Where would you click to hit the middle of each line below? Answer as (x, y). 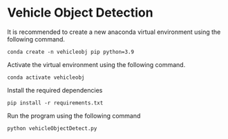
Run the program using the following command (74, 115)
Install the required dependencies (55, 90)
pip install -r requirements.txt (55, 103)
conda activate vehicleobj (46, 77)
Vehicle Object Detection (80, 13)
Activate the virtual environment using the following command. (96, 64)
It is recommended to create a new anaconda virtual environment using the (114, 32)
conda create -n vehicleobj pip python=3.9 (71, 52)
